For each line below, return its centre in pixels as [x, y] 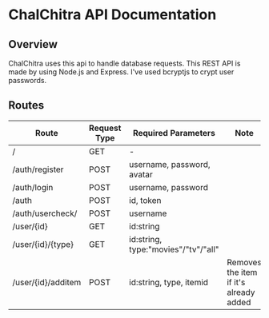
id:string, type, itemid [169, 282]
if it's [236, 282]
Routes [26, 105]
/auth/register [38, 169]
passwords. [27, 80]
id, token [145, 200]
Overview [33, 44]
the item [242, 272]
